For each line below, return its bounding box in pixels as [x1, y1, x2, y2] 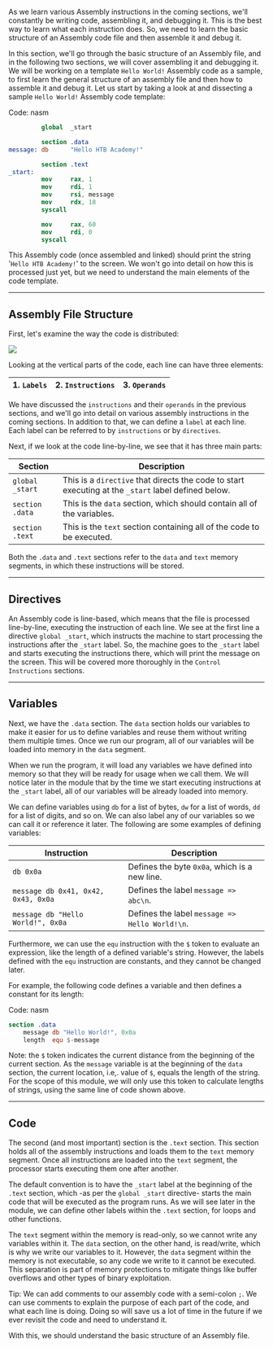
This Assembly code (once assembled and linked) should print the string [8, 250, 252, 260]
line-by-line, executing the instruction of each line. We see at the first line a [8, 623, 260, 632]
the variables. [62, 508, 115, 519]
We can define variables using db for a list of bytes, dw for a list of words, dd [8, 802, 261, 812]
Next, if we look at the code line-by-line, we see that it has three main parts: [8, 441, 262, 451]
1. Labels [12, 379, 48, 391]
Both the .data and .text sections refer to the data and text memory [8, 553, 239, 562]
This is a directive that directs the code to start [62, 475, 245, 486]
